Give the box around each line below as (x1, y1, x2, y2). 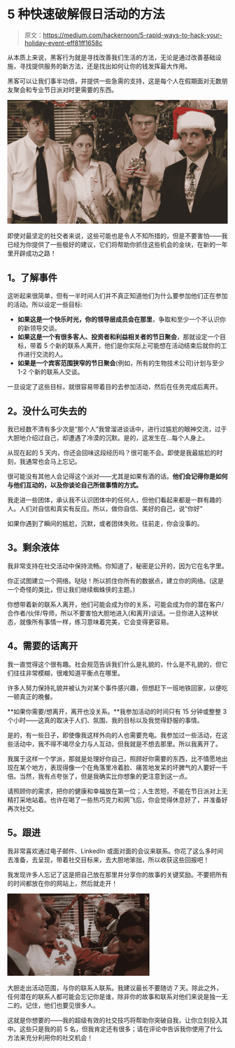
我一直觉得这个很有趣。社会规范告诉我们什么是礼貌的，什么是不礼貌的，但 (7, 660, 222, 668)
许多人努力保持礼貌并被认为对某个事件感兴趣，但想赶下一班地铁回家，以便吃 (7, 684, 228, 692)
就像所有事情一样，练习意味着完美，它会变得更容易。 (19, 617, 173, 626)
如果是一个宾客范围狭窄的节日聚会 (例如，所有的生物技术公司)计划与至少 (17, 359, 225, 367)
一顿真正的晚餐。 (7, 692, 57, 700)
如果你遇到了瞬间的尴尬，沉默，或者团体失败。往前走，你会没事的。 (7, 519, 204, 528)
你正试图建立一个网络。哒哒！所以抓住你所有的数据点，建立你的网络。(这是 (7, 576, 225, 585)
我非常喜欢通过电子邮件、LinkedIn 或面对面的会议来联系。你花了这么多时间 (7, 847, 224, 855)
